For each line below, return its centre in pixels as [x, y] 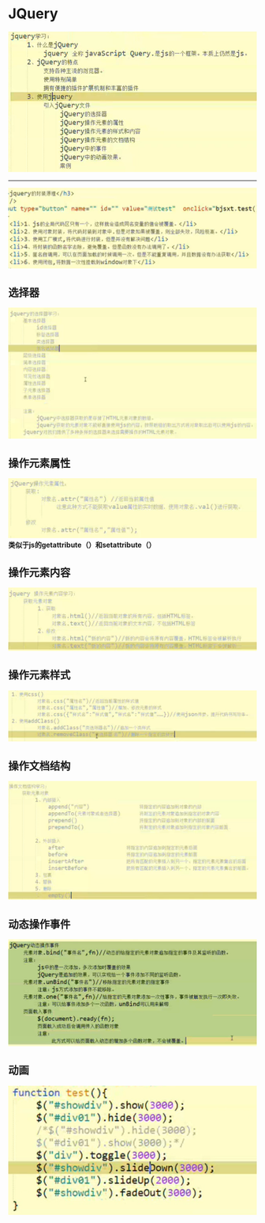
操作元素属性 [39, 463]
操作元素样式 [39, 675]
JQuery [33, 14]
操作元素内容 [39, 572]
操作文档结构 [39, 766]
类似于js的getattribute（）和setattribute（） [82, 545]
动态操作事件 [39, 924]
